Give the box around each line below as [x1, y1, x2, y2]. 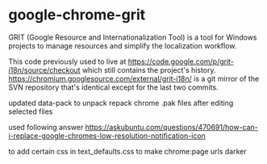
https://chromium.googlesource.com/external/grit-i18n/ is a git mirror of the [8, 74, 260, 83]
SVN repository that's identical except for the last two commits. [8, 82, 219, 92]
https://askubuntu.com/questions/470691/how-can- [85, 122, 258, 132]
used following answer [8, 122, 84, 132]
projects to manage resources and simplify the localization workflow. [8, 40, 237, 50]
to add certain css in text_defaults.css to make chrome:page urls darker [8, 146, 247, 156]
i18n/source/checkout [8, 65, 81, 74]
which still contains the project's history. [81, 65, 216, 74]
